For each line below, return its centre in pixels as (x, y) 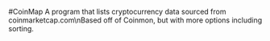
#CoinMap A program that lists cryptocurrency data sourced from (117, 12)
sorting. (21, 29)
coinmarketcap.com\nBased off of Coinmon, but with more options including (135, 20)
